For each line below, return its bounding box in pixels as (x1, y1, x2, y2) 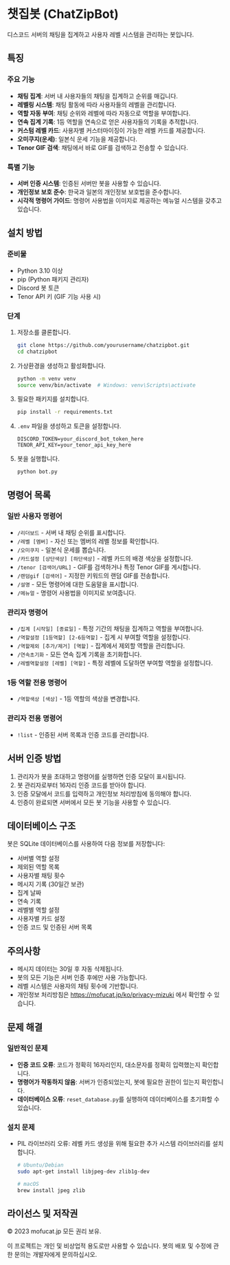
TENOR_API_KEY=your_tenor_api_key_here (16, 442, 132, 449)
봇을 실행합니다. (16, 455, 60, 463)
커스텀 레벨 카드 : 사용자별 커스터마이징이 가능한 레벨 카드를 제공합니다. (16, 126, 206, 134)
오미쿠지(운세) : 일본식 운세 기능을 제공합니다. (16, 135, 137, 143)
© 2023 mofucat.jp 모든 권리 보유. (7, 1227, 102, 1235)
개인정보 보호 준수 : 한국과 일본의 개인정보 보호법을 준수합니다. (16, 187, 182, 196)
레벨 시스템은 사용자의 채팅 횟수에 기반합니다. (16, 982, 139, 990)
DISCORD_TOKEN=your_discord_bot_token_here (16, 436, 144, 443)
